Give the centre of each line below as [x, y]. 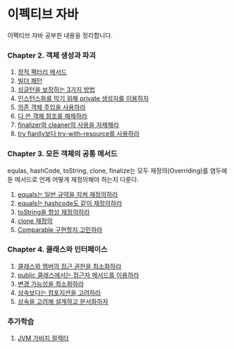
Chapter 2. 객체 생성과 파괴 [52, 55]
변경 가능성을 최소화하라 [51, 283]
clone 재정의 [35, 221]
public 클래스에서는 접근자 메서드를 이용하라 [78, 275]
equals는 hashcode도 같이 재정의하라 [70, 203]
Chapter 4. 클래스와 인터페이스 [57, 250]
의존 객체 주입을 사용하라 [51, 107]
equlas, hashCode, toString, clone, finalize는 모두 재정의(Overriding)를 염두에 [117, 171]
